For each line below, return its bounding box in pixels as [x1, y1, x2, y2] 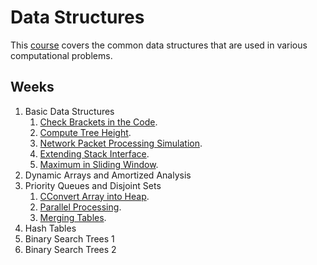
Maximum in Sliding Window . [39, 158, 159, 170]
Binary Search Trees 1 [24, 232, 115, 245]
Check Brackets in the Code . [39, 116, 158, 128]
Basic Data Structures [24, 105, 115, 117]
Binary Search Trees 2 [24, 243, 117, 255]
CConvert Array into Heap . [39, 190, 150, 202]
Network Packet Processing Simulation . [39, 137, 203, 149]
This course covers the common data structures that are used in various [10, 39, 308, 51]
